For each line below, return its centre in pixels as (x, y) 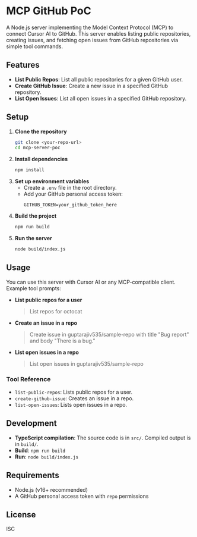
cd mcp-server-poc (37, 148)
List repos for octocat (56, 311)
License (21, 515)
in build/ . (26, 444)
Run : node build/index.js (47, 457)
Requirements (33, 475)
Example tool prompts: (34, 288)
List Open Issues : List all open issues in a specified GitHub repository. (101, 98)
